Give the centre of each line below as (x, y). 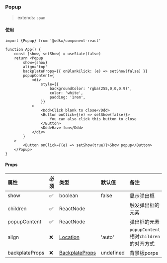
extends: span (31, 18)
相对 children (145, 236)
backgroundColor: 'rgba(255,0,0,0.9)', (91, 88)
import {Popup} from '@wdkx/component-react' (53, 41)
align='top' (36, 67)
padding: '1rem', (67, 97)
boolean (69, 195)
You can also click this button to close (93, 119)
